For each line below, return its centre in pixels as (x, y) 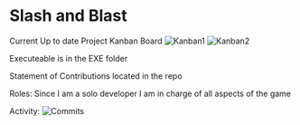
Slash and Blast (69, 16)
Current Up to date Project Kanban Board (86, 41)
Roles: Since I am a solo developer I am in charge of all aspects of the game (150, 93)
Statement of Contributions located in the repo (96, 76)
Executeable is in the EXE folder (69, 58)
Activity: (25, 111)
